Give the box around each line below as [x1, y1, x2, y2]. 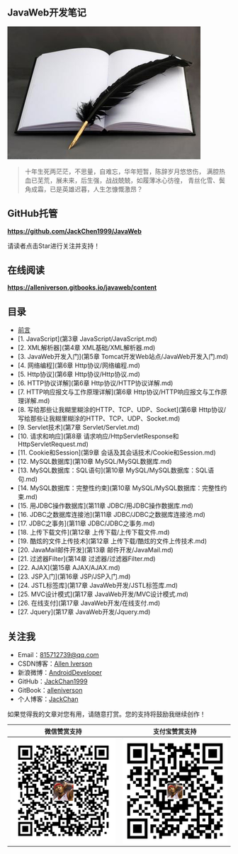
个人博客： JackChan [17, 695, 79, 703]
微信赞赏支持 [45, 727, 82, 735]
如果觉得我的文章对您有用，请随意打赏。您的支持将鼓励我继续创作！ [7, 710, 206, 719]
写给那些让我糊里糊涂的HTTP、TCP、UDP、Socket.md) [17, 414, 181, 423]
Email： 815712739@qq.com [17, 651, 99, 659]
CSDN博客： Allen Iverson [17, 659, 93, 668]
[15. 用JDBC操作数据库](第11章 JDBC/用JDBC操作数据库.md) [17, 501, 193, 510]
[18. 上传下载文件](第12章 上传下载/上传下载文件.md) [17, 528, 170, 537]
